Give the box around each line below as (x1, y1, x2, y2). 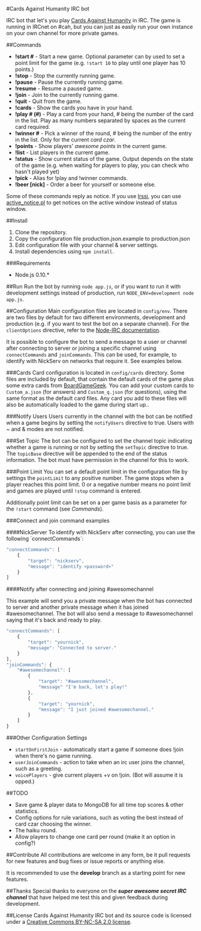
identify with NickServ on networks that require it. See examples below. (6, 358, 183, 364)
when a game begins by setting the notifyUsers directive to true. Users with (6, 419, 194, 426)
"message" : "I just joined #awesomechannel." (38, 706, 154, 712)
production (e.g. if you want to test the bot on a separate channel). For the (6, 320, 190, 327)
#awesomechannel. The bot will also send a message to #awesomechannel (6, 610, 193, 617)
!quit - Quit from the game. (14, 98, 82, 105)
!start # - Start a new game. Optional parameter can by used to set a (14, 53, 185, 60)
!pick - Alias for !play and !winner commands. (14, 175, 128, 181)
